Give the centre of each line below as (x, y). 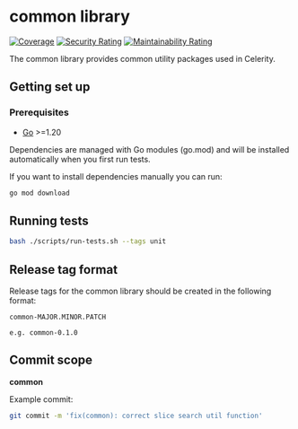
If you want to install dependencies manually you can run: (116, 176)
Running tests (49, 220)
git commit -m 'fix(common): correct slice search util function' (136, 416)
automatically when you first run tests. (80, 159)
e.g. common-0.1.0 (44, 333)
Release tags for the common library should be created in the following (140, 291)
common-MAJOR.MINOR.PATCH (57, 317)
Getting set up (50, 87)
